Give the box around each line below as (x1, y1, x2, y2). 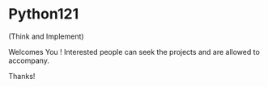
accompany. (8, 56, 50, 65)
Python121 (8, 5, 79, 23)
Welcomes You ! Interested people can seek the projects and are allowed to (8, 47, 261, 56)
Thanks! (8, 71, 36, 81)
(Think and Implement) (8, 31, 84, 41)
